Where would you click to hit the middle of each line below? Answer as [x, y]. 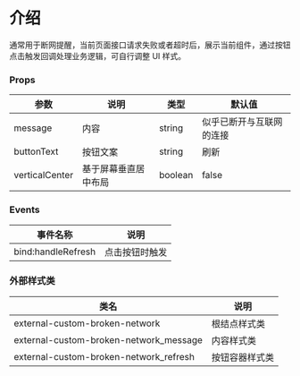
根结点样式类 [238, 323]
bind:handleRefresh [55, 252]
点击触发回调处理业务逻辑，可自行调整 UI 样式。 [98, 56]
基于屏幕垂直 [109, 169]
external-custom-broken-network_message [108, 339]
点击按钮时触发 [136, 252]
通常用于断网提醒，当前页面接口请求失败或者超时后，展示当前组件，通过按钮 [150, 45]
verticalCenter [44, 175]
